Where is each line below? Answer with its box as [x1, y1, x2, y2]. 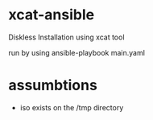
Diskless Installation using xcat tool [8, 32, 125, 42]
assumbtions [8, 77, 98, 94]
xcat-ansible [8, 6, 95, 24]
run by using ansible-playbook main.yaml [8, 48, 145, 57]
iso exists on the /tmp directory [19, 102, 124, 112]
